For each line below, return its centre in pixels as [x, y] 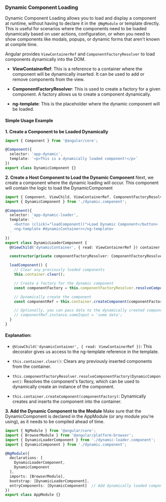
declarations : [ [26, 458]
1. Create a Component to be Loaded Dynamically [57, 131]
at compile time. [21, 45]
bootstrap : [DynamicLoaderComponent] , [50, 481]
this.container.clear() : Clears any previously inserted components [82, 361]
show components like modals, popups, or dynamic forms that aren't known [83, 39]
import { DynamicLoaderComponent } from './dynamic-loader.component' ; [80, 440]
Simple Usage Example [29, 120]
